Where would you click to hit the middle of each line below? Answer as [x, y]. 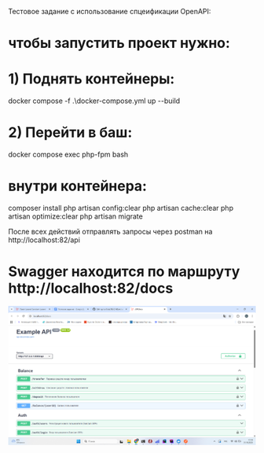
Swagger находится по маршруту [124, 272]
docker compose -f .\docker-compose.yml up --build [94, 101]
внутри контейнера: [78, 186]
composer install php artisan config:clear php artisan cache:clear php [121, 208]
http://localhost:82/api [44, 240]
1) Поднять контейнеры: [92, 79]
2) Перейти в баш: [70, 133]
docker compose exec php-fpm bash [68, 155]
